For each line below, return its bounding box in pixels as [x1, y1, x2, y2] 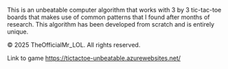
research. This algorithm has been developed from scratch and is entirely [7, 20, 215, 28]
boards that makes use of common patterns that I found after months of [7, 13, 211, 21]
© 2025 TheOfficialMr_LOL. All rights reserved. [7, 41, 141, 49]
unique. [7, 27, 29, 36]
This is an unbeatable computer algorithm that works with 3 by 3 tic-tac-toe [7, 6, 222, 14]
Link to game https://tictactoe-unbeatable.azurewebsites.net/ [7, 54, 181, 62]
